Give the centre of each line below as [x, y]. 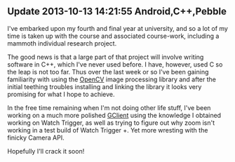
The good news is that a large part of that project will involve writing [106, 57]
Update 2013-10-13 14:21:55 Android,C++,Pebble [117, 12]
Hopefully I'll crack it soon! [46, 151]
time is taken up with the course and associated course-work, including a [113, 36]
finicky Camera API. [36, 137]
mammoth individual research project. [62, 43]
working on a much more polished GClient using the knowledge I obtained [114, 115]
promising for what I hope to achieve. [61, 94]
